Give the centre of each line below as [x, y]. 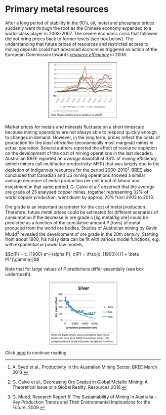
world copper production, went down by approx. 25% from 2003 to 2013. [80, 197]
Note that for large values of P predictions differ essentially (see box [75, 269]
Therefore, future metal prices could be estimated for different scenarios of [82, 212]
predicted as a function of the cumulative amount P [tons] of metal [73, 222]
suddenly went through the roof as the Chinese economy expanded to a [78, 28]
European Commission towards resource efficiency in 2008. [66, 54]
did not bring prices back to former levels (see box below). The [69, 39]
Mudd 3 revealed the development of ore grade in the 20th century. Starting [82, 233]
